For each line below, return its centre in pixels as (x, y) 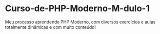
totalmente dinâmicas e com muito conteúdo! (50, 27)
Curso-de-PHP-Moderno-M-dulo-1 (77, 8)
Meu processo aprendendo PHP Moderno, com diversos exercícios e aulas (80, 22)
